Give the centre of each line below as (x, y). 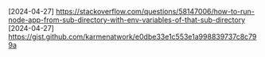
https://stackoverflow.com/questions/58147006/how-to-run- (155, 11)
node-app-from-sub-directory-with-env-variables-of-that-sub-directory (127, 20)
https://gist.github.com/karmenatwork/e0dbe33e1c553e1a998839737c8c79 (132, 36)
